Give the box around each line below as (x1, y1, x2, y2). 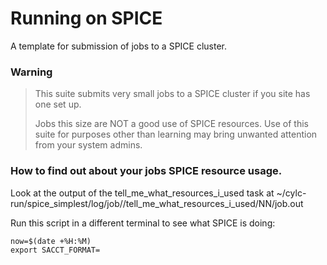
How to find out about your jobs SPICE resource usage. (10, 164, 283, 178)
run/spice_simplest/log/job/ (10, 197, 123, 209)
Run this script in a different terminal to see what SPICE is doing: (10, 217, 276, 229)
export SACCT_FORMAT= (10, 245, 101, 255)
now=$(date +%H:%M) (10, 236, 92, 246)
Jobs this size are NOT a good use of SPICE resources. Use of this (34, 118, 309, 130)
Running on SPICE (10, 7, 163, 30)
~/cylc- (276, 187, 307, 199)
